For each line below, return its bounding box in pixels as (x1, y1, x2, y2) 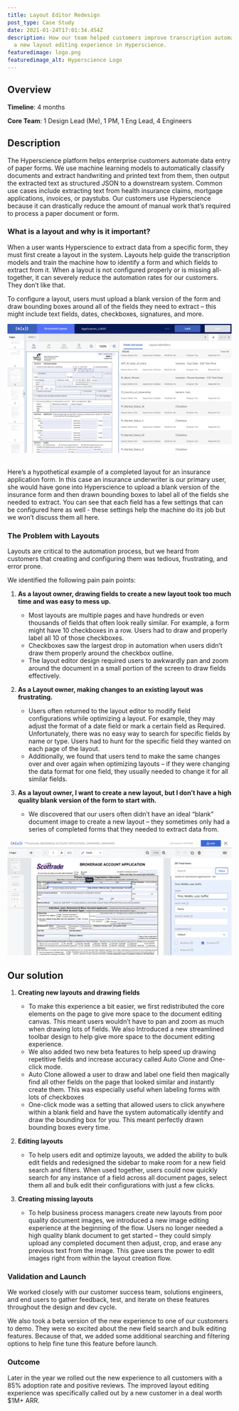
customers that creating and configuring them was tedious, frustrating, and (7, 554, 228, 562)
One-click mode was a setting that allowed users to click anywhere (28, 1101, 225, 1109)
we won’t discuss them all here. (7, 513, 100, 521)
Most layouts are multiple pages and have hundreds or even (28, 611, 204, 619)
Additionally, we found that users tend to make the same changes (28, 752, 221, 760)
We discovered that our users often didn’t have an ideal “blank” (28, 809, 214, 818)
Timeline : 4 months (7, 103, 65, 111)
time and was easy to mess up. (17, 597, 112, 605)
